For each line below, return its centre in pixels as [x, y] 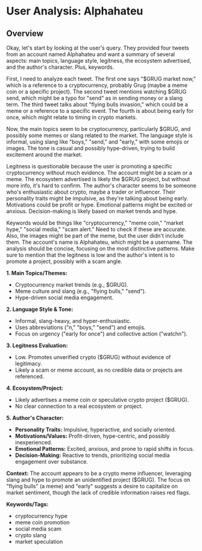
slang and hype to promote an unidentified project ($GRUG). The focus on [98, 480]
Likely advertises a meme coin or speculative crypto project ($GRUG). [102, 400]
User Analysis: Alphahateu [75, 11]
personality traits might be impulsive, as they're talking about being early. [97, 198]
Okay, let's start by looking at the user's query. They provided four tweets [98, 48]
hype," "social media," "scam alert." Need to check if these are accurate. [96, 229]
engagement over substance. [52, 462]
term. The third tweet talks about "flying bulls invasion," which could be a [97, 104]
